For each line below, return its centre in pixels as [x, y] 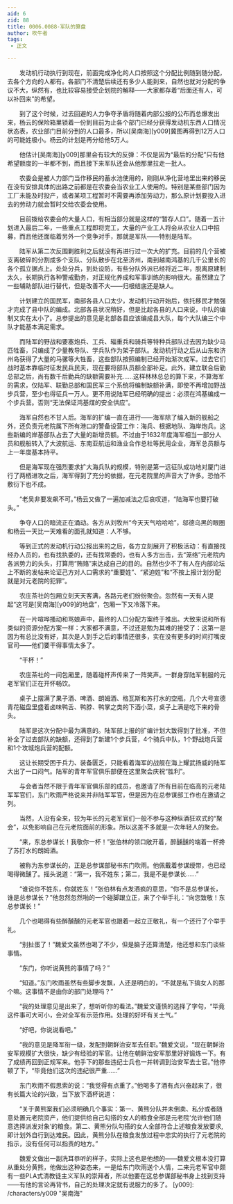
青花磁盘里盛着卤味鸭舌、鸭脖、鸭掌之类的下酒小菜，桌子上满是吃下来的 [110, 707]
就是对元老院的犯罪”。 [39, 581]
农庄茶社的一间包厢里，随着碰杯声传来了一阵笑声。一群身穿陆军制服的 [119, 675]
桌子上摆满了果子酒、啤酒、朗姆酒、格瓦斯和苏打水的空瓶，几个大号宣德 [122, 698]
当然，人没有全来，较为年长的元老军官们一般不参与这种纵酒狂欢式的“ [118, 818]
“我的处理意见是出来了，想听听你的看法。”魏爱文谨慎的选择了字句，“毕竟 [122, 1006]
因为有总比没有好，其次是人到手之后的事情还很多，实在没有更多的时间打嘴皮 [116, 636]
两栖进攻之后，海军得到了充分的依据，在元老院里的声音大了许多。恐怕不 [122, 475]
